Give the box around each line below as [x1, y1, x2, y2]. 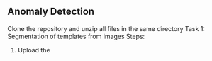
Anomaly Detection [7, 6, 94, 18]
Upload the [17, 45, 51, 54]
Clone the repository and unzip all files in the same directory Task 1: [7, 24, 206, 33]
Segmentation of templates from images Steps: [7, 32, 145, 40]
